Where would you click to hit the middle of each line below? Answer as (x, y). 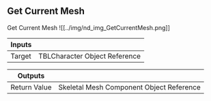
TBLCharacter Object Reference (90, 56)
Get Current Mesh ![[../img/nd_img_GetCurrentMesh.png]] (89, 27)
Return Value (31, 87)
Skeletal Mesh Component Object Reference (129, 87)
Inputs (21, 44)
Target (21, 56)
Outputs (31, 76)
